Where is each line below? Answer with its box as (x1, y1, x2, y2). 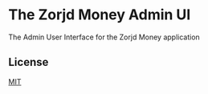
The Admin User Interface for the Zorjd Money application (8, 32, 201, 42)
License (8, 55, 49, 69)
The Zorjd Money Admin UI (8, 6, 191, 24)
